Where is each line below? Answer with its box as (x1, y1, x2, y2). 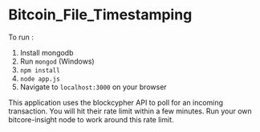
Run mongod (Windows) (19, 56, 95, 66)
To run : (8, 32, 35, 42)
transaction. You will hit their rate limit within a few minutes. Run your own (8, 106, 253, 116)
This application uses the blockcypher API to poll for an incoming (8, 97, 223, 107)
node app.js (19, 75, 60, 83)
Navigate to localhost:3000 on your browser (19, 82, 167, 92)
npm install (19, 66, 60, 74)
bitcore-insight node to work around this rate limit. (8, 114, 174, 124)
